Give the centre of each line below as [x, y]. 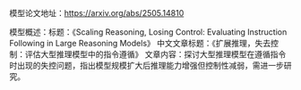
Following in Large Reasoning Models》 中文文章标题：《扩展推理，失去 [140, 43]
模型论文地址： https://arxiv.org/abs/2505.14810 [97, 13]
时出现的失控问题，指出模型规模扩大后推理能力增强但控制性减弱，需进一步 [146, 65]
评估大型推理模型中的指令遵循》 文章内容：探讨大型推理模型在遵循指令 [155, 54]
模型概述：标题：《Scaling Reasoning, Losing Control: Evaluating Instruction [148, 32]
